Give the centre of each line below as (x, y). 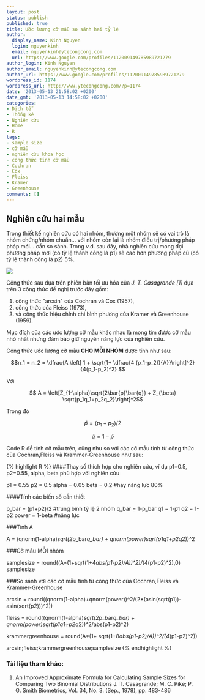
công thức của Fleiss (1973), (51, 308)
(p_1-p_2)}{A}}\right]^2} (165, 363)
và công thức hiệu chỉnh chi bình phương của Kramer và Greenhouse (102, 314)
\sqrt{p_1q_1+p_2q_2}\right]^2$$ (103, 400)
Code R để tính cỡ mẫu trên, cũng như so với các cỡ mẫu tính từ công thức (100, 449)
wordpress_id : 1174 (31, 80)
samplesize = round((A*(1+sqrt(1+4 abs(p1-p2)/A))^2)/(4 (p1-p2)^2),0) (94, 563)
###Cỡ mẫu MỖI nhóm (35, 551)
